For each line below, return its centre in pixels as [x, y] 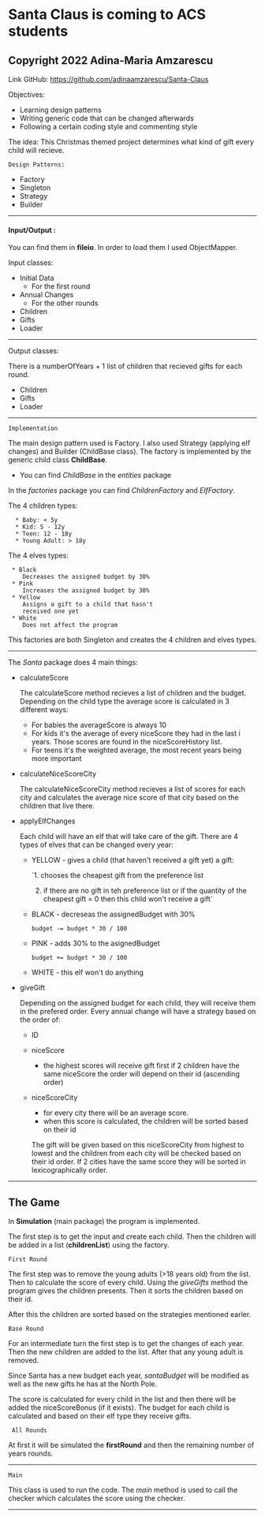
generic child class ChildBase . [58, 460]
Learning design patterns [61, 110]
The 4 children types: [43, 505]
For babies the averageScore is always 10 [99, 725]
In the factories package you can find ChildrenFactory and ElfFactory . [121, 490]
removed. [24, 1360]
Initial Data [37, 278]
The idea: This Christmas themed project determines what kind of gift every [131, 142]
